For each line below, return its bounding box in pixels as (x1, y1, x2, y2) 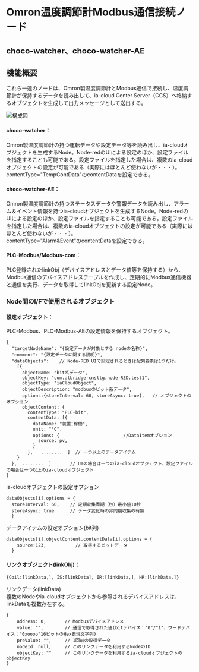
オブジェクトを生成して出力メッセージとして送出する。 (11, 99, 147, 107)
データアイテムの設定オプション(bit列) (6, 524, 99, 532)
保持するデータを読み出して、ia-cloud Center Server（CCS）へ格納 (21, 92, 187, 99)
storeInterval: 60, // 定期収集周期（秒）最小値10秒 (11, 501, 141, 508)
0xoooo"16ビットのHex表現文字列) (21, 631, 97, 638)
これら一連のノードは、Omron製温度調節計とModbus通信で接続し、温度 (6, 84, 184, 92)
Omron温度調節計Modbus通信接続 (6, 5, 176, 19)
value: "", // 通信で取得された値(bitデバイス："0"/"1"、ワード (17, 625, 182, 631)
